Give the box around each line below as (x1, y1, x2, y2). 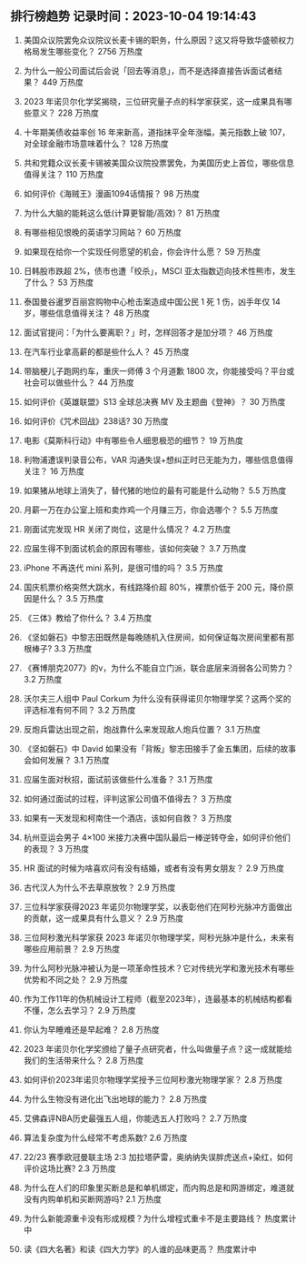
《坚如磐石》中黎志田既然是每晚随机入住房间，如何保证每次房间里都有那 (23, 631, 294, 642)
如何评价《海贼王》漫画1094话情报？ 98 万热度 (23, 187, 201, 198)
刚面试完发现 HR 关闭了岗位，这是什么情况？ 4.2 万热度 (23, 523, 232, 534)
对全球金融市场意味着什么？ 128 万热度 (23, 137, 169, 148)
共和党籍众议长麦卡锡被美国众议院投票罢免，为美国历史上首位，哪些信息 (23, 157, 294, 168)
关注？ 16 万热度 (23, 465, 85, 476)
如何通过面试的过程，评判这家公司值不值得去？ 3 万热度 (23, 793, 232, 803)
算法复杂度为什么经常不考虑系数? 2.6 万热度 (23, 1132, 188, 1143)
